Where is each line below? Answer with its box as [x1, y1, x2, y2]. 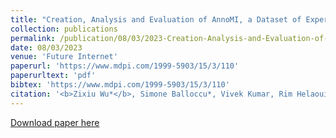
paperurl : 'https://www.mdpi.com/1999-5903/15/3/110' [10, 61, 240, 71]
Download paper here [10, 116, 100, 128]
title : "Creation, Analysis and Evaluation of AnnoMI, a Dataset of [10, 14, 302, 25]
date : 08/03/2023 [10, 42, 83, 53]
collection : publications [10, 24, 118, 34]
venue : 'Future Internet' [10, 52, 118, 62]
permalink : [10, 33, 56, 43]
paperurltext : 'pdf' [10, 71, 97, 81]
